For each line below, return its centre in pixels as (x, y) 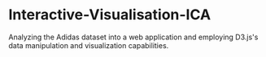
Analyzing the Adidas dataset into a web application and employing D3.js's (133, 37)
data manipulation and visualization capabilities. (89, 45)
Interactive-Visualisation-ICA (110, 15)
